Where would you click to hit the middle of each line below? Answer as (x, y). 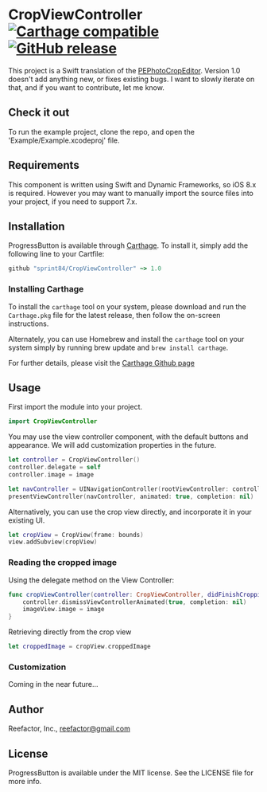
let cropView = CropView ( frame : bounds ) (76, 535)
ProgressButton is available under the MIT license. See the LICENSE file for (131, 772)
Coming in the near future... (53, 684)
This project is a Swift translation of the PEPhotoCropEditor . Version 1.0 (124, 70)
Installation (37, 226)
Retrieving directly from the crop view (70, 632)
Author (26, 710)
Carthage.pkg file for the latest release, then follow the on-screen (114, 315)
